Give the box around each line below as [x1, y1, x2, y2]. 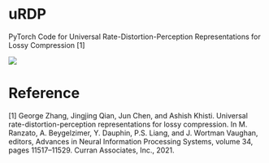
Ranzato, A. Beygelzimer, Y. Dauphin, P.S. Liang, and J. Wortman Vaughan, [8, 127, 258, 138]
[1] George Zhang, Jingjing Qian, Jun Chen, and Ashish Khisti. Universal [8, 110, 248, 120]
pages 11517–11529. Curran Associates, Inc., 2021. [8, 145, 175, 155]
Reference [8, 84, 80, 102]
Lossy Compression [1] [8, 40, 85, 49]
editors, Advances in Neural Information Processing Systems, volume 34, [8, 136, 254, 146]
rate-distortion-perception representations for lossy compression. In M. [8, 119, 248, 129]
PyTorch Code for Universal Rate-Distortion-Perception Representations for [8, 32, 262, 41]
